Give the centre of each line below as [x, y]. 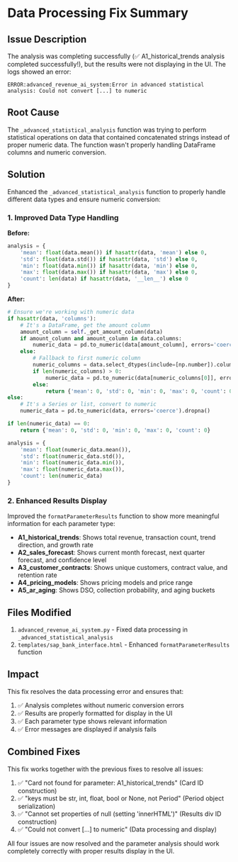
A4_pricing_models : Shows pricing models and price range [105, 583]
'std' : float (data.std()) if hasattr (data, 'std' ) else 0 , [109, 259]
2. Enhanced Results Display [57, 500]
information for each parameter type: [61, 524]
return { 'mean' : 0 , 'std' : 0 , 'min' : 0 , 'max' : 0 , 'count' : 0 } [115, 430]
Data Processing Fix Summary [98, 13]
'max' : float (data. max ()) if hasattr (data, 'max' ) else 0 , [109, 272]
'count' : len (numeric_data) [61, 476]
